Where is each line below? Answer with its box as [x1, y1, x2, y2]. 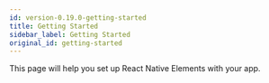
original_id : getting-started [9, 38, 123, 48]
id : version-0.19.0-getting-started [9, 13, 147, 23]
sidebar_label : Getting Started [9, 30, 130, 39]
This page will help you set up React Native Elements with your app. [9, 63, 261, 74]
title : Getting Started [9, 22, 99, 31]
